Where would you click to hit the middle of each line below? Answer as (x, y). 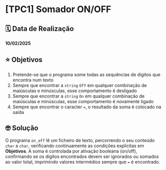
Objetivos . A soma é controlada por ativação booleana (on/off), (71, 151)
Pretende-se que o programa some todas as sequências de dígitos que (86, 74)
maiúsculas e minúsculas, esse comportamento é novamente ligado (83, 101)
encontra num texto (33, 80)
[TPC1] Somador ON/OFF (58, 9)
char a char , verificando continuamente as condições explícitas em (75, 146)
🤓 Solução (22, 128)
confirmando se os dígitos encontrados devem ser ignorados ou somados (82, 156)
